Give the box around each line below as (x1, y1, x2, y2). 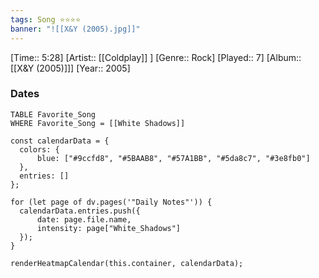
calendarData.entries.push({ (19, 206, 141, 216)
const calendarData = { (10, 136, 110, 146)
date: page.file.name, (36, 214, 132, 225)
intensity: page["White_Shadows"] (36, 223, 182, 233)
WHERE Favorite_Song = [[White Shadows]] (10, 118, 186, 128)
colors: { (19, 144, 60, 155)
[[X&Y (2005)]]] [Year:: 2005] (10, 62, 131, 74)
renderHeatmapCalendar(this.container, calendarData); (10, 258, 244, 268)
